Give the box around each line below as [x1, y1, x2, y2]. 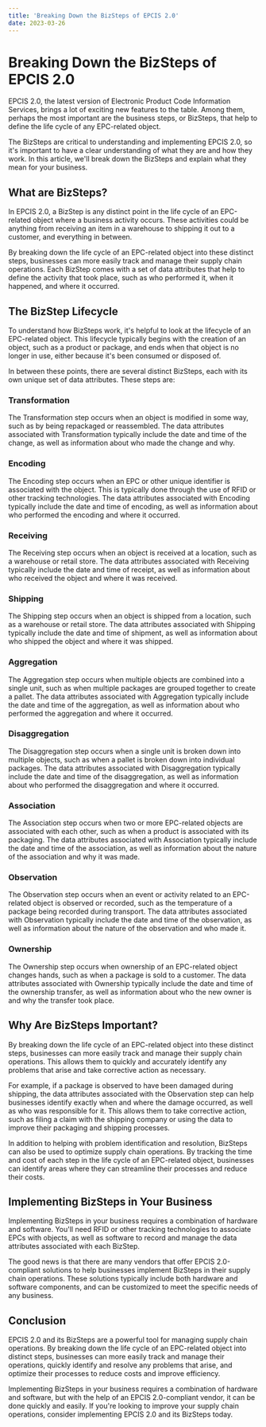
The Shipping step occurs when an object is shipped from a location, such [8, 611, 252, 621]
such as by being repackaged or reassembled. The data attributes [8, 421, 225, 431]
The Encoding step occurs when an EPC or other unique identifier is [8, 476, 230, 485]
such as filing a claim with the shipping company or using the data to [8, 1114, 233, 1124]
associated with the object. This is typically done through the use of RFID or [8, 485, 256, 494]
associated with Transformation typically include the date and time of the [8, 430, 248, 439]
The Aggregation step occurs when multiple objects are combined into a [8, 674, 245, 684]
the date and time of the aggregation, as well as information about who [8, 700, 240, 709]
